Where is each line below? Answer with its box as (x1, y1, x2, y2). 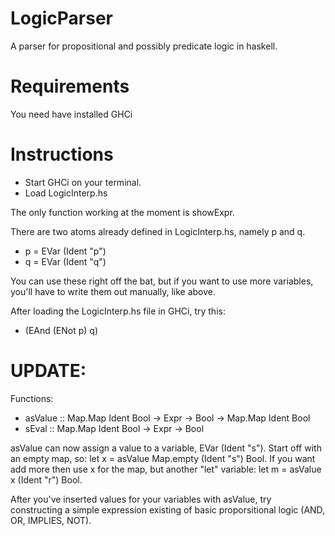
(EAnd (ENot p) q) (24, 324, 99, 336)
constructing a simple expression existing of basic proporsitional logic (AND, (10, 503, 326, 516)
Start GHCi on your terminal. (24, 176, 142, 188)
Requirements (10, 75, 130, 98)
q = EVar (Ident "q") (24, 255, 107, 267)
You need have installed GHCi (10, 108, 133, 120)
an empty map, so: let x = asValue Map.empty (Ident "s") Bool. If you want (10, 452, 316, 464)
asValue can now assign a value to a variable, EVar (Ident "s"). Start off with (10, 442, 322, 454)
